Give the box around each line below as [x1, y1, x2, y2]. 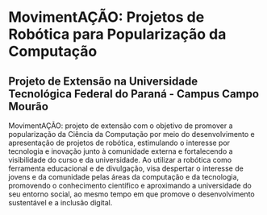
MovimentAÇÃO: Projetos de [8, 8, 205, 27]
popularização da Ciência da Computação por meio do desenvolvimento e [8, 130, 256, 139]
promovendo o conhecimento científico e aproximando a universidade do [8, 181, 252, 190]
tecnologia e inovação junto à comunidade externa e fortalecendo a [8, 147, 233, 156]
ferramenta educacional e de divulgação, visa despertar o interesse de [8, 163, 244, 173]
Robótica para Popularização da [8, 25, 227, 43]
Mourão [8, 99, 48, 113]
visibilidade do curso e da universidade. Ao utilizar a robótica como [8, 155, 232, 164]
